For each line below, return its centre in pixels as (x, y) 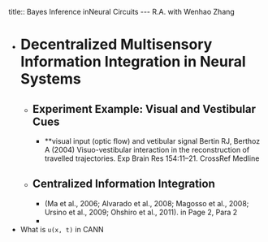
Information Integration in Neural (133, 62)
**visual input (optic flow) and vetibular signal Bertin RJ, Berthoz (152, 141)
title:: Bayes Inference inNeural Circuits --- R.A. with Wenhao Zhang (122, 12)
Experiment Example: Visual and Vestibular (144, 109)
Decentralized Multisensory (116, 45)
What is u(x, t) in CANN (62, 229)
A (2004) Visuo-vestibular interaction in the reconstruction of (147, 150)
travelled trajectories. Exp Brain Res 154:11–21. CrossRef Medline (152, 158)
